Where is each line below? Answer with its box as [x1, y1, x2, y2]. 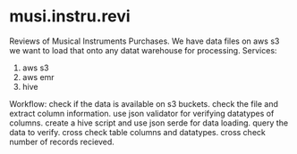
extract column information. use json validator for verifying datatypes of [9, 108, 275, 118]
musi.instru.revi [9, 6, 132, 27]
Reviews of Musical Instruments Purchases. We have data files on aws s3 [9, 36, 280, 46]
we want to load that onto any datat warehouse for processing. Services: [9, 45, 277, 55]
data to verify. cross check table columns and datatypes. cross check [9, 126, 266, 137]
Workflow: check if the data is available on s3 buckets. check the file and [9, 98, 279, 109]
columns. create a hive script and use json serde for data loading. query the [9, 118, 289, 128]
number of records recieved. [9, 136, 115, 147]
